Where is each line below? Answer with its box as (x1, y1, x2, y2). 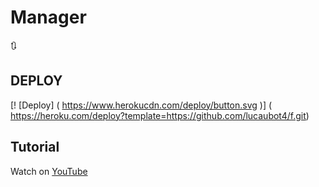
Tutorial (10, 139, 60, 156)
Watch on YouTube (10, 165, 88, 177)
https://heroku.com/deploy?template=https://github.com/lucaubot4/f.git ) (10, 109, 310, 121)
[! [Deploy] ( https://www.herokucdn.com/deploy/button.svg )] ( (10, 99, 273, 111)
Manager (10, 6, 87, 29)
